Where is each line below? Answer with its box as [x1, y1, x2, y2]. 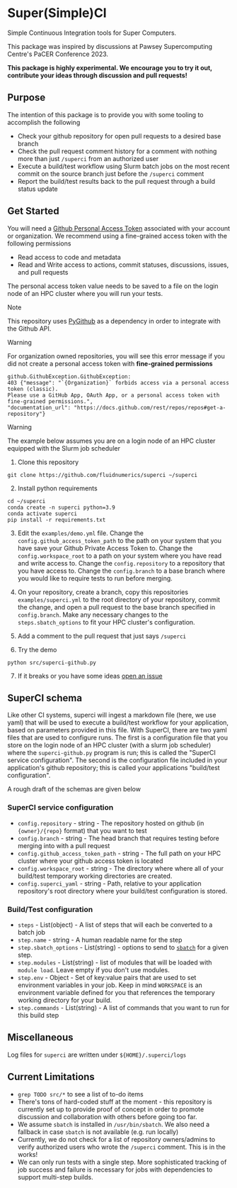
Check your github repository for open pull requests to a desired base [17, 131, 221, 140]
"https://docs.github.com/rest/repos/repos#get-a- [74, 404, 226, 411]
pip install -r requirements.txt [7, 516, 106, 523]
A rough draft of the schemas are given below [7, 785, 141, 793]
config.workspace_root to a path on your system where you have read [17, 551, 222, 560]
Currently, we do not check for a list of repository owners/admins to [17, 1135, 216, 1143]
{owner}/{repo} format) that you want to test [17, 826, 147, 835]
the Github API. [7, 324, 52, 333]
